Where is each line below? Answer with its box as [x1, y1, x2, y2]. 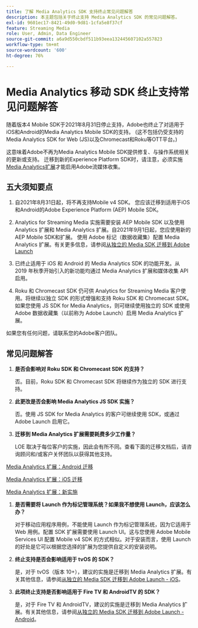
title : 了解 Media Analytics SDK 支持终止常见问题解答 [6, 8, 134, 15]
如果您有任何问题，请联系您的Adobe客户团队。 [6, 329, 121, 337]
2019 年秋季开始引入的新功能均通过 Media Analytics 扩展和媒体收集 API [14, 267, 189, 274]
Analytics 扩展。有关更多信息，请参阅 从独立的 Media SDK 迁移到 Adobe [14, 241, 190, 248]
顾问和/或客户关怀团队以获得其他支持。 [20, 451, 115, 458]
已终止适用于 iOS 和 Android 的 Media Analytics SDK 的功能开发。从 [14, 260, 180, 267]
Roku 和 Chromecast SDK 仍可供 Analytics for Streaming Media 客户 [14, 287, 181, 294]
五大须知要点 [6, 182, 53, 192]
